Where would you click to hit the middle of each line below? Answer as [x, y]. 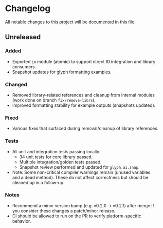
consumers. [24, 66]
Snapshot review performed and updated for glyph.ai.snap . [79, 167]
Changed [16, 84]
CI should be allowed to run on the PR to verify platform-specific [77, 216]
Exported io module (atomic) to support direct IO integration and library [84, 62]
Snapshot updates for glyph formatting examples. [62, 72]
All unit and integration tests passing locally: [56, 151]
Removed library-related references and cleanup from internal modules [83, 95]
